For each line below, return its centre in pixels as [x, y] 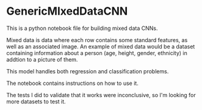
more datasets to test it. [36, 101]
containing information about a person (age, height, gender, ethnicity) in [97, 53]
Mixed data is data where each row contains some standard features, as [97, 40]
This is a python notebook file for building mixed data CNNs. [82, 28]
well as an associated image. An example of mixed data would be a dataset [101, 46]
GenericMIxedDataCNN [67, 11]
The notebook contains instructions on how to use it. [72, 83]
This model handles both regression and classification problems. [88, 71]
